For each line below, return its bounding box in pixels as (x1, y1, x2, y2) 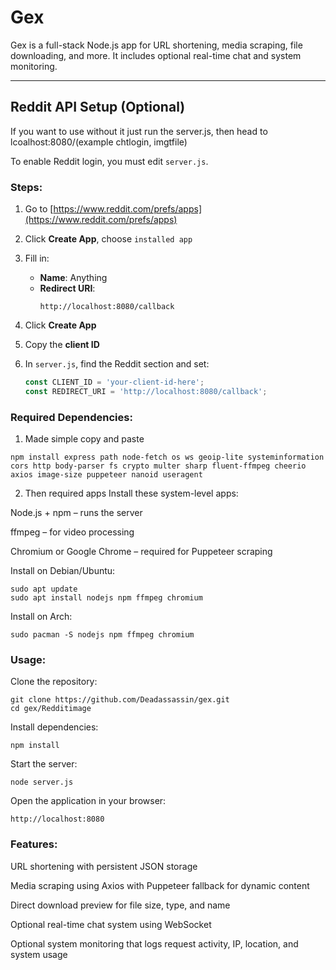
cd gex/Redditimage (10, 704, 92, 714)
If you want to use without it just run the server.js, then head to (10, 125, 268, 137)
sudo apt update (10, 584, 78, 595)
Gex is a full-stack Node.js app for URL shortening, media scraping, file (10, 39, 303, 51)
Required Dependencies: (10, 410, 133, 424)
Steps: (10, 180, 43, 194)
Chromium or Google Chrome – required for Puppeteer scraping (10, 546, 273, 558)
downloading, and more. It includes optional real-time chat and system (10, 49, 302, 61)
